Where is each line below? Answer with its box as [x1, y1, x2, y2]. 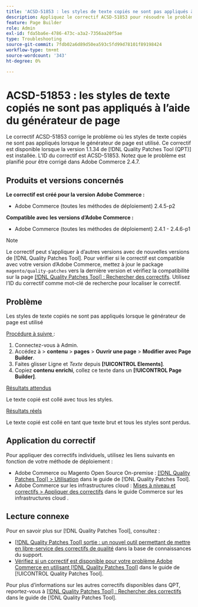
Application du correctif [6, 436, 96, 446]
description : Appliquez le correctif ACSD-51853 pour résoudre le [6, 14, 173, 20]
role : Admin [6, 25, 35, 31]
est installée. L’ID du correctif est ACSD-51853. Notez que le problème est [6, 152, 186, 159]
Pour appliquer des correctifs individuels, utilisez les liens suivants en [6, 451, 175, 458]
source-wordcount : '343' [6, 53, 67, 58]
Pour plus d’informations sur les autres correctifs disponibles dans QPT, [6, 581, 181, 588]
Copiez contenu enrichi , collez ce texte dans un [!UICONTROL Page [14, 367, 181, 374]
